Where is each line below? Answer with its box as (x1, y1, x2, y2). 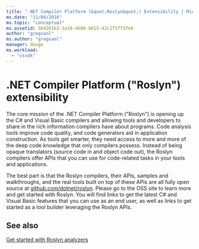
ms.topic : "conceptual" (6, 20, 65, 25)
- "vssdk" (11, 53, 36, 59)
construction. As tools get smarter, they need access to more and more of (6, 135, 187, 143)
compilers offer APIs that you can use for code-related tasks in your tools (6, 154, 185, 161)
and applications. (6, 160, 49, 167)
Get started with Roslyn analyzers (6, 236, 89, 243)
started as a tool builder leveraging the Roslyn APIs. (6, 203, 132, 211)
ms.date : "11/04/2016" (6, 14, 62, 20)
